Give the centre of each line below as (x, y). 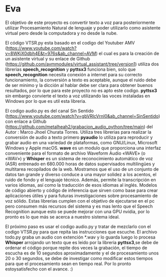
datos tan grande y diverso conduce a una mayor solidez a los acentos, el (81, 174)
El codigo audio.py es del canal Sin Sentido (49, 111)
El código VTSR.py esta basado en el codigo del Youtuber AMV (70, 42)
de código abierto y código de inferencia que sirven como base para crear (82, 190)
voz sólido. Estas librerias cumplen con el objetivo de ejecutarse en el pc (80, 201)
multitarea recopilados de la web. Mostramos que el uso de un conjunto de (82, 169)
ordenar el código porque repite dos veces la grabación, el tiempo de (76, 248)
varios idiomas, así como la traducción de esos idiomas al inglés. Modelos (81, 185)
